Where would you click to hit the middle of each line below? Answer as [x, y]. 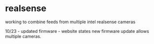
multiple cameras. [23, 36]
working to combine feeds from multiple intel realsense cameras [70, 22]
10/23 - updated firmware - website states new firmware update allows [77, 31]
